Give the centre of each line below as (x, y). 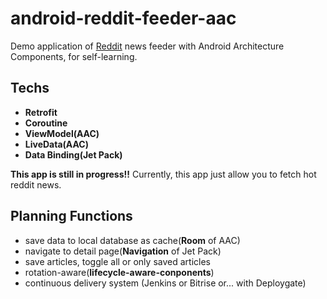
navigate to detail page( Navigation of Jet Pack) (123, 251)
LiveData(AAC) (56, 144)
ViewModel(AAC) (62, 133)
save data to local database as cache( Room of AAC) (132, 240)
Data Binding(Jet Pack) (73, 154)
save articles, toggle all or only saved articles (117, 261)
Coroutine (46, 123)
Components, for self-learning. (74, 56)
